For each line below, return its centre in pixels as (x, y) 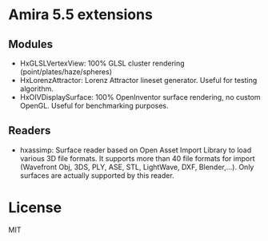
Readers (30, 130)
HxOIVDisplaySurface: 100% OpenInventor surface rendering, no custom (140, 97)
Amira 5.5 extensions (81, 15)
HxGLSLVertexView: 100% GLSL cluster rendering (102, 63)
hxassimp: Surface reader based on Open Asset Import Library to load (136, 150)
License (35, 207)
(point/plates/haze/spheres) (66, 72)
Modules (31, 44)
